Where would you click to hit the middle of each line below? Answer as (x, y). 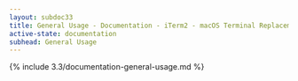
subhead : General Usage (53, 42)
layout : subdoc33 (41, 17)
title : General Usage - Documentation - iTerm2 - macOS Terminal (132, 26)
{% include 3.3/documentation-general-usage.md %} (107, 67)
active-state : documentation (63, 33)
